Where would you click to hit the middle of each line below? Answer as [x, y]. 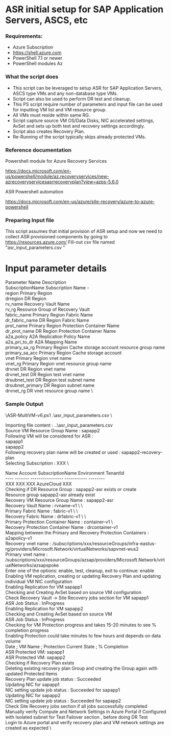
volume [13, 641]
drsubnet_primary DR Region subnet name [50, 385]
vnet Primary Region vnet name [38, 358]
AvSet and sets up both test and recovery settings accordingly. [79, 126]
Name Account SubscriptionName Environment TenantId [65, 473]
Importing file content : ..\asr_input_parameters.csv [59, 425]
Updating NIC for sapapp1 [32, 684]
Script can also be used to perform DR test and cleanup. [72, 99]
